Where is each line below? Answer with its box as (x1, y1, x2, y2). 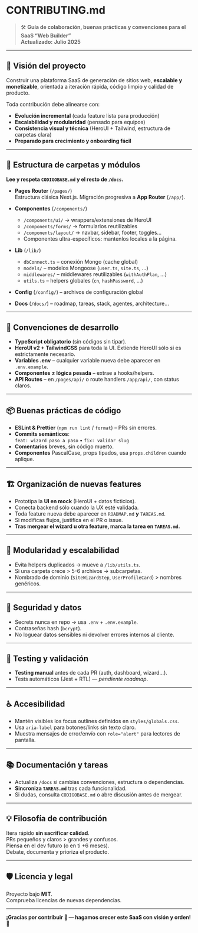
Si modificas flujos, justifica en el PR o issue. (14, 517, 123, 523)
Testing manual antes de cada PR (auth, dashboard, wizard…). (14, 669, 168, 676)
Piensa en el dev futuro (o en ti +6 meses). (6, 842, 110, 849)
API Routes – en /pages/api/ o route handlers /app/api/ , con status (14, 376, 179, 383)
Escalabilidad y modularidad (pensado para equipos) (14, 118, 146, 125)
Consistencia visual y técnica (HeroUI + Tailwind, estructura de (14, 125, 171, 132)
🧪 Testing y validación (6, 654, 89, 664)
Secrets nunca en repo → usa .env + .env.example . (14, 618, 138, 626)
